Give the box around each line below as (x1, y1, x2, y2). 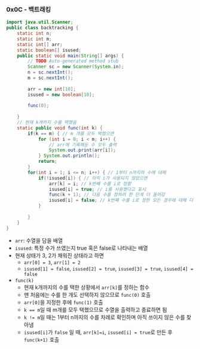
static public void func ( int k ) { (17, 125, 103, 131)
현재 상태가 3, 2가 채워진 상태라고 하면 (14, 251, 104, 259)
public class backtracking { (6, 25, 79, 31)
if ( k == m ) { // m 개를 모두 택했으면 (27, 131, 115, 136)
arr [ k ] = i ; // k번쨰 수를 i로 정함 (48, 181, 131, 187)
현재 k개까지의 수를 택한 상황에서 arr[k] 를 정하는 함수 (23, 283, 150, 291)
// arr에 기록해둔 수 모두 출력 (48, 142, 117, 148)
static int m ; (17, 36, 52, 42)
